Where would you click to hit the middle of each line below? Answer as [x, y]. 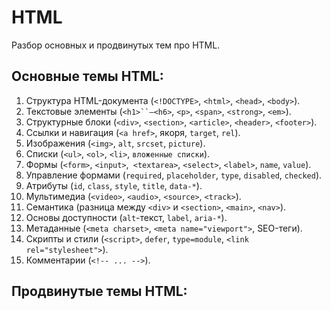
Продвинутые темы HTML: [99, 291]
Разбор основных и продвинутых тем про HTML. [116, 45]
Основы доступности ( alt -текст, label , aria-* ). [126, 217]
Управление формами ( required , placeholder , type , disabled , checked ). [174, 175]
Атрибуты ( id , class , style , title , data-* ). [114, 185]
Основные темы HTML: [87, 76]
